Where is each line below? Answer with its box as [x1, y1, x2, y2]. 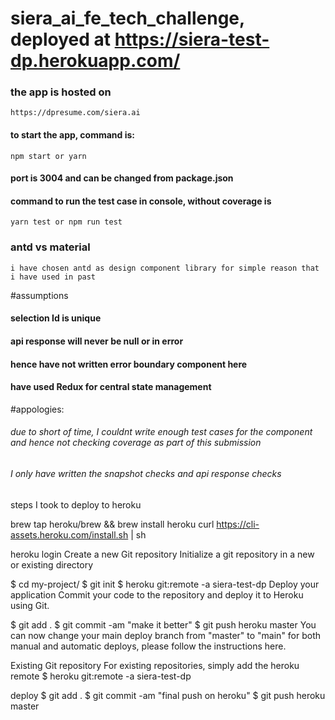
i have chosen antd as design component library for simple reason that [10, 263, 320, 273]
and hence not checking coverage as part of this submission [10, 437, 262, 449]
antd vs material [10, 240, 91, 254]
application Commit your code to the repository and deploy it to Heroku [10, 588, 304, 601]
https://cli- [216, 518, 260, 530]
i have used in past [10, 272, 97, 282]
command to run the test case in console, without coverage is [10, 195, 272, 207]
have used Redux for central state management [10, 381, 212, 393]
